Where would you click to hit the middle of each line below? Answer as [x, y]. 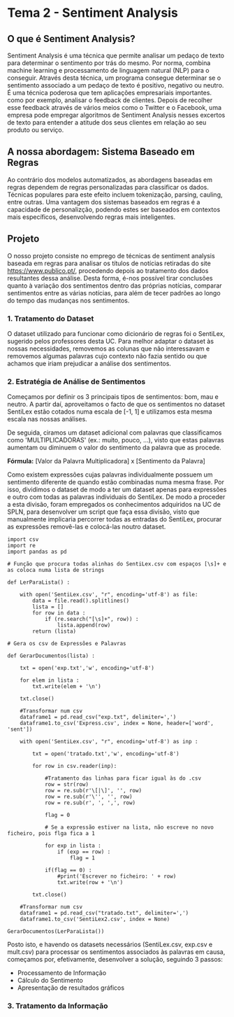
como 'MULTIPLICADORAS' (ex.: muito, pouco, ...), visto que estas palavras [116, 440]
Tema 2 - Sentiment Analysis [93, 13]
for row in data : [59, 613]
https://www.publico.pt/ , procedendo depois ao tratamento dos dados [108, 270]
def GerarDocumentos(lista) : [51, 656]
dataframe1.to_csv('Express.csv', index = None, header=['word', [117, 723]
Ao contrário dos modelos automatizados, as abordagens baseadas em [110, 179]
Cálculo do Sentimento [50, 981]
